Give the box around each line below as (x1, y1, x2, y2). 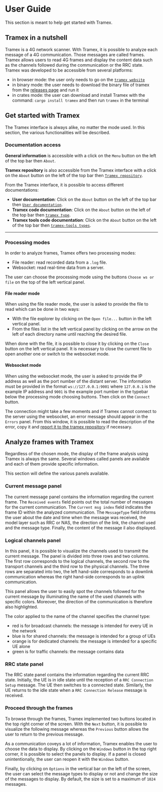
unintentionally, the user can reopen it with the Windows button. (5, 756, 130, 762)
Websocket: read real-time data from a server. (12, 265, 105, 270)
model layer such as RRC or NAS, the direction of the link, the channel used (5, 520, 156, 525)
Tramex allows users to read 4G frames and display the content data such (5, 57, 153, 63)
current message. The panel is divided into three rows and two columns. (5, 553, 150, 559)
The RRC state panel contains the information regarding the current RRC (5, 672, 149, 678)
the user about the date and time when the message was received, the (5, 514, 147, 520)
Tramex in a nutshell (5, 34, 68, 42)
